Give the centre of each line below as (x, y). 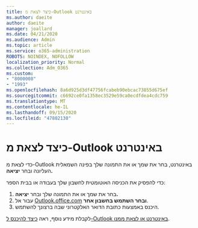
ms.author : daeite (29, 17)
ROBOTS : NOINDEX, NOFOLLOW (40, 57)
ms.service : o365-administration (48, 51)
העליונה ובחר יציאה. (29, 171)
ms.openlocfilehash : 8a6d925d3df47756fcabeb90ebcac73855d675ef (87, 90)
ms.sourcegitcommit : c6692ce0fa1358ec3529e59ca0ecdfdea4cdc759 (87, 96)
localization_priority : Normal (45, 62)
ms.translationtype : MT (36, 101)
